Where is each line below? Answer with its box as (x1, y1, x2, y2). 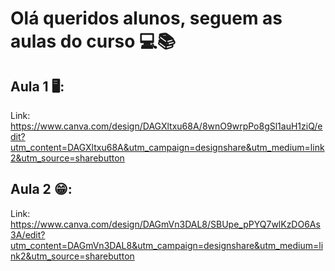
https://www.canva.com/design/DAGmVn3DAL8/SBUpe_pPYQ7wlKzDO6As (10, 218, 321, 230)
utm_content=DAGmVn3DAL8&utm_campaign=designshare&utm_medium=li (10, 239, 324, 251)
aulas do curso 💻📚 (10, 30, 177, 53)
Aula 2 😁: (10, 181, 73, 198)
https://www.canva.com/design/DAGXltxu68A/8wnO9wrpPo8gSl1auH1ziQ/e (10, 120, 323, 132)
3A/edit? (10, 228, 46, 241)
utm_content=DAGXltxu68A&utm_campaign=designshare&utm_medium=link (10, 142, 325, 153)
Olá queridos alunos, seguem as (10, 7, 283, 30)
